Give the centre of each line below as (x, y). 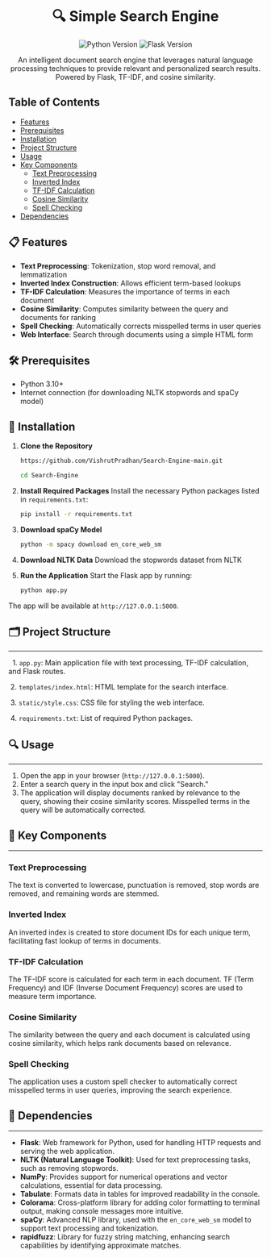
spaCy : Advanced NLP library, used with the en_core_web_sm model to (135, 1220)
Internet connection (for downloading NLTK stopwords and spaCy (129, 393)
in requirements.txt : (54, 499)
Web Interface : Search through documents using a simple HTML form (137, 334)
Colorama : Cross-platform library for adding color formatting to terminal (140, 1202)
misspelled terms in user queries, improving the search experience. (120, 1090)
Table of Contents (54, 102)
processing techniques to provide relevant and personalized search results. (135, 68)
